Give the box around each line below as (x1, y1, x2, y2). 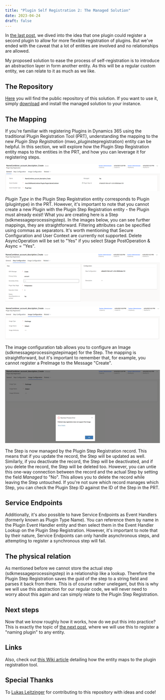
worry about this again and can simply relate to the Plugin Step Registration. (5, 591, 159, 598)
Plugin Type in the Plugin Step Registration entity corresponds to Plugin (5, 196, 150, 202)
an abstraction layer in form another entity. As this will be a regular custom (5, 63, 156, 69)
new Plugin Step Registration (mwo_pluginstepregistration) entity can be (5, 138, 152, 144)
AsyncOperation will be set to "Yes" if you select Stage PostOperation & (5, 238, 151, 244)
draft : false (5, 18, 32, 23)
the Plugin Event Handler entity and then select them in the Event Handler (5, 522, 154, 528)
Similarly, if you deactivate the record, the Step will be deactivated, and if (5, 458, 153, 464)
